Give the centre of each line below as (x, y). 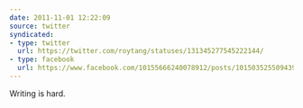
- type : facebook (42, 59)
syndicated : (32, 34)
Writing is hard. (37, 93)
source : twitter (40, 26)
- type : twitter (40, 43)
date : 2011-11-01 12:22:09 (60, 18)
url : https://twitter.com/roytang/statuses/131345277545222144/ (141, 51)
